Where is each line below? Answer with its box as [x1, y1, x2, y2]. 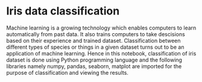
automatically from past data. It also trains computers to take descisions [6, 30, 185, 37]
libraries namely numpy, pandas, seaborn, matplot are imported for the [6, 62, 182, 70]
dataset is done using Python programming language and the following [6, 56, 183, 63]
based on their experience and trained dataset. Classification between [6, 37, 181, 44]
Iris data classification [6, 4, 120, 18]
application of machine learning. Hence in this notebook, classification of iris [6, 49, 197, 57]
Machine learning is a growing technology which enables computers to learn [6, 24, 197, 31]
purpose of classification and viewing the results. [6, 69, 128, 76]
